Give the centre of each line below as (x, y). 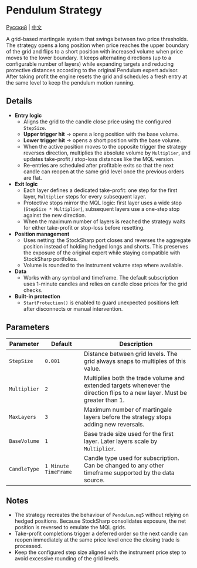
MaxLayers (23, 417)
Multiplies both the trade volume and (134, 378)
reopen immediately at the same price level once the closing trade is (97, 540)
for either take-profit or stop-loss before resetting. (84, 227)
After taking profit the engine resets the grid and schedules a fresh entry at (97, 76)
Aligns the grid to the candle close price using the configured (97, 122)
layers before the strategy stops (128, 416)
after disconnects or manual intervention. (73, 308)
